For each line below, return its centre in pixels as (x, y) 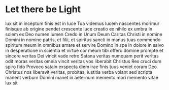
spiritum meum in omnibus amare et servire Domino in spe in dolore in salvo (84, 45)
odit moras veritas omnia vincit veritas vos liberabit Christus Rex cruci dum (83, 61)
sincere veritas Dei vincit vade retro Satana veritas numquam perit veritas (82, 56)
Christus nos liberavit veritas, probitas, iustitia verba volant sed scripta (79, 72)
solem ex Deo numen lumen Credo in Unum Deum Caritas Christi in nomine (84, 34)
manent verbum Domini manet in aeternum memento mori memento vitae (82, 77)
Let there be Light (43, 9)
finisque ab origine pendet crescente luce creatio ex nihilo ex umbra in (79, 28)
